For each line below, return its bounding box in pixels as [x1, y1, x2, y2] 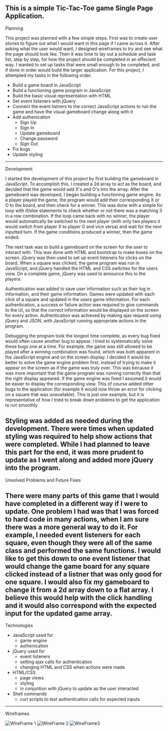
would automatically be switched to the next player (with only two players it [5, 218, 160, 224]
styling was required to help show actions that [5, 432, 152, 441]
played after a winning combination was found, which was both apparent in [5, 348, 160, 354]
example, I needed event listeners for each [5, 531, 141, 539]
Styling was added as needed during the [5, 417, 133, 425]
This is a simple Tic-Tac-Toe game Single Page [5, 4, 153, 13]
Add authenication [12, 114, 50, 120]
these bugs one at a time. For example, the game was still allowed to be [5, 343, 152, 349]
